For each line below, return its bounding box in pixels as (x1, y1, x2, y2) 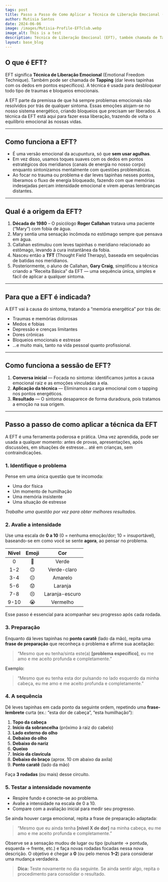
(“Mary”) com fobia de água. (12, 226, 71, 232)
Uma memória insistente (12, 493, 63, 500)
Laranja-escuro (44, 591, 81, 598)
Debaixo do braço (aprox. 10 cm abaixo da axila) (12, 756, 112, 762)
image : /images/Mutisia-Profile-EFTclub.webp (5, 26, 101, 31)
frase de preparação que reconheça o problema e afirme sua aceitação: (5, 641, 155, 647)
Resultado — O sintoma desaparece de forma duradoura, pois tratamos (12, 396, 161, 402)
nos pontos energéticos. (12, 390, 63, 396)
